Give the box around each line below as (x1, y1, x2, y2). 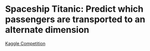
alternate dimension (5, 25, 90, 35)
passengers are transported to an (5, 14, 146, 25)
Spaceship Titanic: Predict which (5, 3, 144, 15)
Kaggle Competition (5, 40, 46, 46)
